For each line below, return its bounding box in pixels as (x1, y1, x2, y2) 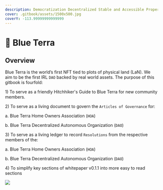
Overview (5, 56, 35, 65)
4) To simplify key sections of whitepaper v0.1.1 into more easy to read (5, 165, 146, 171)
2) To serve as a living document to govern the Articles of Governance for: (5, 104, 155, 109)
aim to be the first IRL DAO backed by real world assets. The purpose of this (5, 74, 154, 80)
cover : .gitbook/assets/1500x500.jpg (5, 12, 81, 17)
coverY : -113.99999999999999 (5, 16, 64, 21)
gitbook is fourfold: (5, 80, 43, 86)
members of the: (5, 137, 38, 143)
